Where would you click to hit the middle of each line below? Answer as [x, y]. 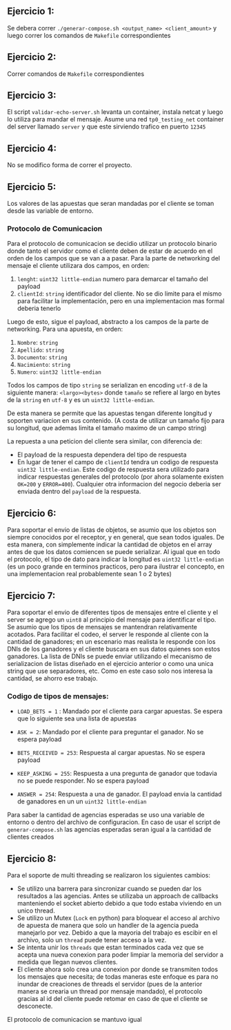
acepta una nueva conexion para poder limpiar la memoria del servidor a [120, 955]
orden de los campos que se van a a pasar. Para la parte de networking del [114, 258]
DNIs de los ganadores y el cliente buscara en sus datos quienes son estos [114, 649]
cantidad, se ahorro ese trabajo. [52, 678]
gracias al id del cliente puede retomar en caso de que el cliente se [112, 999]
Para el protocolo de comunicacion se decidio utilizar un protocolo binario [112, 244]
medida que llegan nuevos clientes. [68, 962]
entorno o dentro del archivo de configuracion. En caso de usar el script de [114, 822]
